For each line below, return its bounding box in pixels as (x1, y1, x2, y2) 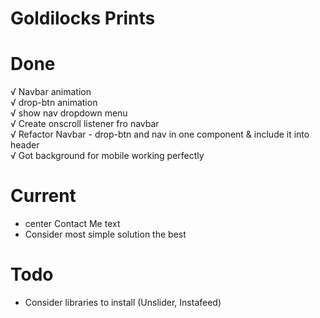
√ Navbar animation (10, 86, 92, 98)
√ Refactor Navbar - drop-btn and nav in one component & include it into (10, 128, 310, 141)
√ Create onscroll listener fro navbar (10, 118, 160, 130)
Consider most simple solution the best (24, 228, 187, 241)
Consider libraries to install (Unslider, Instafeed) (24, 297, 222, 308)
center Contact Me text (24, 218, 121, 230)
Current (10, 185, 77, 207)
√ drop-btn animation (10, 97, 98, 109)
